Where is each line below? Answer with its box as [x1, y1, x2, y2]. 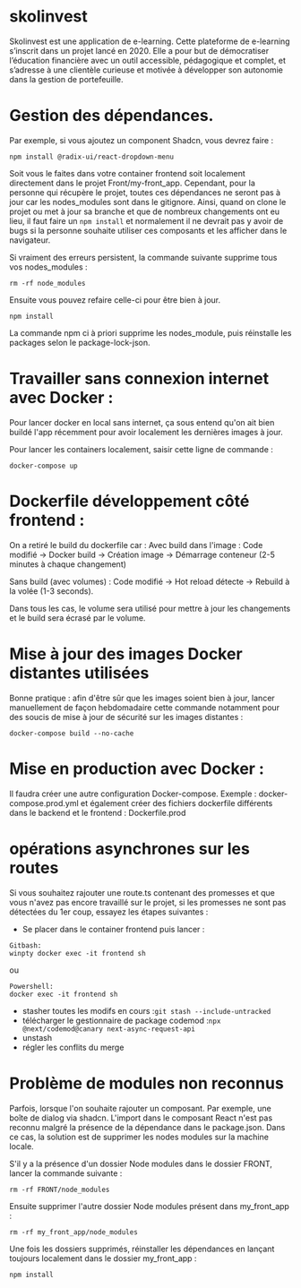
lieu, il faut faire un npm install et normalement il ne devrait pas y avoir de [9, 215, 284, 226]
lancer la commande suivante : [9, 1167, 123, 1179]
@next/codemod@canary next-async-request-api [21, 1024, 195, 1034]
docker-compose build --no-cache [9, 728, 134, 738]
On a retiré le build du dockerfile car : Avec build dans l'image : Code [9, 539, 263, 550]
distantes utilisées [9, 663, 150, 683]
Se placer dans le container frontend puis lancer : [21, 923, 205, 934]
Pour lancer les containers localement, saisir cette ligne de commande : [9, 443, 273, 454]
